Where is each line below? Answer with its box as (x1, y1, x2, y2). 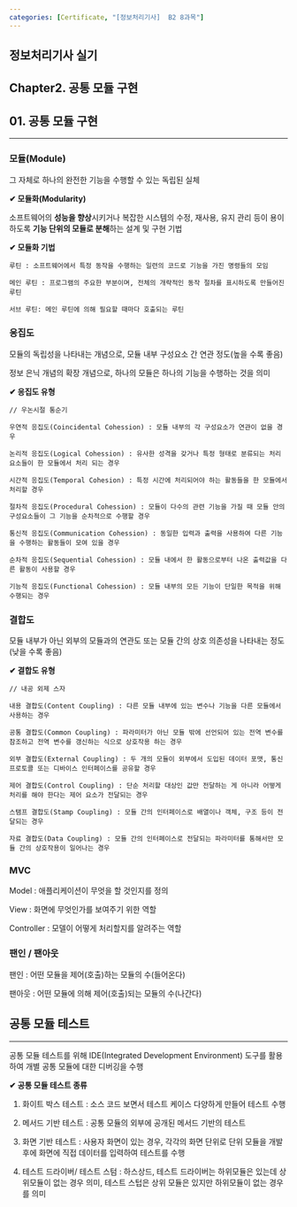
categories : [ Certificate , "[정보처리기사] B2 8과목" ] (9, 12, 205, 22)
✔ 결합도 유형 (9, 665, 56, 676)
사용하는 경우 (9, 711, 50, 720)
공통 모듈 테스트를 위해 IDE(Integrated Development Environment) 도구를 (9, 1049, 267, 1060)
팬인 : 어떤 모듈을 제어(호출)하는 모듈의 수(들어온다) (9, 969, 186, 980)
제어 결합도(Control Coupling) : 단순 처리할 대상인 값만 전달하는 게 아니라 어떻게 (9, 781, 282, 790)
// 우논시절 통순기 (9, 405, 68, 414)
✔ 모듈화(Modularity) (9, 193, 87, 204)
